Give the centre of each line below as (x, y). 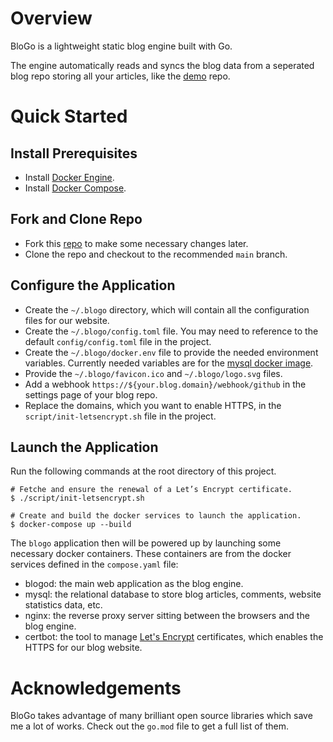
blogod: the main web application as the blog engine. (134, 584)
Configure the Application (93, 285)
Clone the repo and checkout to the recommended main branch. (156, 254)
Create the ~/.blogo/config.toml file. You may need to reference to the (171, 331)
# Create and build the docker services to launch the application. (156, 516)
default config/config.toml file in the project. (118, 341)
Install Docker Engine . (69, 177)
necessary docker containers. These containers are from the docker (151, 554)
